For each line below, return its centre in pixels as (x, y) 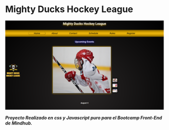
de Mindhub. (19, 123)
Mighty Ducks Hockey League (69, 9)
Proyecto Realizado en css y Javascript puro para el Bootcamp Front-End (84, 117)
